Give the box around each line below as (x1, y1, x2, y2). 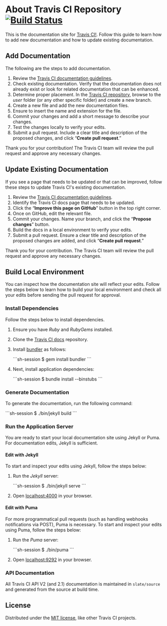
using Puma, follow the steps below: (5, 527, 81, 533)
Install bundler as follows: (12, 346, 67, 352)
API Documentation (5, 569, 55, 576)
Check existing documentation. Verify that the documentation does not (12, 80, 161, 86)
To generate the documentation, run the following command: (5, 400, 133, 406)
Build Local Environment (5, 267, 84, 276)
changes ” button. (12, 221, 50, 227)
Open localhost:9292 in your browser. (12, 556, 92, 563)
